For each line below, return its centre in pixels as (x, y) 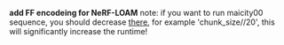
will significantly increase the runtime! (79, 31)
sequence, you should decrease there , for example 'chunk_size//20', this (142, 22)
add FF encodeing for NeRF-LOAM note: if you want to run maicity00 (136, 13)
